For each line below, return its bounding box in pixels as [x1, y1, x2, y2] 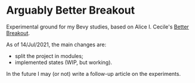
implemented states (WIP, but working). [14, 59, 112, 66]
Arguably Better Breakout [6, 4, 135, 17]
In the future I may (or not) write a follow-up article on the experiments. [6, 70, 181, 77]
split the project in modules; [14, 52, 83, 59]
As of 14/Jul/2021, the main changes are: [6, 41, 106, 48]
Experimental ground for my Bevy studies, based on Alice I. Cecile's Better [6, 23, 189, 30]
